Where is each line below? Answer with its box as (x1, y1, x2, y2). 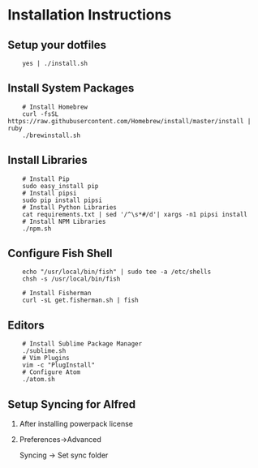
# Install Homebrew (22, 103, 88, 111)
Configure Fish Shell (7, 247, 113, 260)
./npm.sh (22, 225, 52, 233)
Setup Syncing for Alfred (7, 397, 135, 411)
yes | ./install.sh (22, 59, 88, 67)
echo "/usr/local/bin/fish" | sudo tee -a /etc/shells (22, 268, 212, 277)
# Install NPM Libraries (22, 217, 106, 225)
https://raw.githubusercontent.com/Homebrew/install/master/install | (7, 117, 252, 125)
